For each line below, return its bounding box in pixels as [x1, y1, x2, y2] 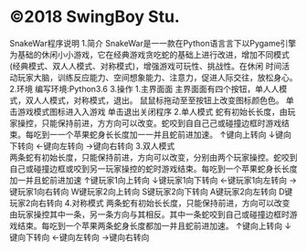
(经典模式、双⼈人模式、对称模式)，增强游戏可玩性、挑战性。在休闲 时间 [9, 60, 282, 71]
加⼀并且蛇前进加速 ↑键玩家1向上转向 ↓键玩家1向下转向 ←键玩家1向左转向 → [9, 174, 297, 185]
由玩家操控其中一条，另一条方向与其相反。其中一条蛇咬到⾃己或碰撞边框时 [9, 208, 290, 220]
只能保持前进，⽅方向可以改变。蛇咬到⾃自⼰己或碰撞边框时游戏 [40, 117, 281, 129]
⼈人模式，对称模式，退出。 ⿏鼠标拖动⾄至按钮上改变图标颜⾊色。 [33, 94, 284, 106]
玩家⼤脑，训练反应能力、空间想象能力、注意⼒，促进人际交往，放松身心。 [16, 71, 298, 83]
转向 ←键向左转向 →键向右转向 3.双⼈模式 [16, 140, 175, 152]
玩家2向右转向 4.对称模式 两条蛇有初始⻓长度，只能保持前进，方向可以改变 [9, 197, 291, 208]
